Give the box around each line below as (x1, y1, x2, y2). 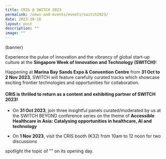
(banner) (5, 44, 23, 50)
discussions (12, 138, 37, 144)
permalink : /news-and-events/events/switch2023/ (5, 12, 108, 17)
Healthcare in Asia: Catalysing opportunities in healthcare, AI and (12, 118, 152, 124)
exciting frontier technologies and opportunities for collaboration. (5, 79, 139, 85)
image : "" (5, 30, 26, 35)
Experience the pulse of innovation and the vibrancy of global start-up (5, 54, 150, 60)
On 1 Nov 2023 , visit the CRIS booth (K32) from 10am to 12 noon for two (12, 133, 161, 139)
